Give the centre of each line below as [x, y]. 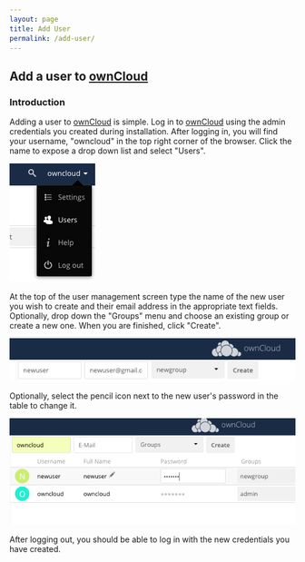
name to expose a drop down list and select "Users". [108, 151]
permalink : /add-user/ [52, 38]
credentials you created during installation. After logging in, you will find [144, 132]
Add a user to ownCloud [79, 76]
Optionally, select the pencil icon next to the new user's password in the [144, 396]
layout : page [34, 19]
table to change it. [43, 405]
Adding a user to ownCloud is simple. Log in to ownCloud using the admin [148, 122]
